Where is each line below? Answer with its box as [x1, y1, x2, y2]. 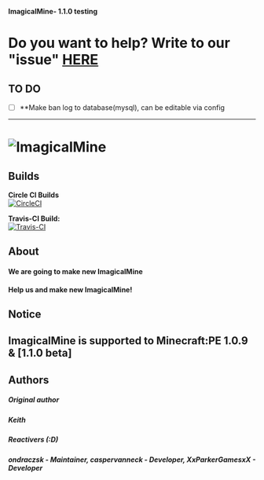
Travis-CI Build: [8, 214, 60, 223]
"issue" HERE [8, 51, 99, 69]
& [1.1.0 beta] [8, 346, 72, 360]
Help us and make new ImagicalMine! [8, 284, 133, 294]
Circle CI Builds [8, 190, 60, 200]
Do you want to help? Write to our [8, 35, 230, 52]
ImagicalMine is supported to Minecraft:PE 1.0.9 [8, 334, 249, 348]
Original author [8, 395, 60, 405]
